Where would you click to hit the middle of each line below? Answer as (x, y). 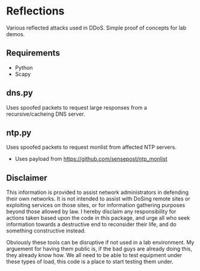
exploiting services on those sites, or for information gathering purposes (96, 205)
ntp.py (19, 133)
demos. (16, 34)
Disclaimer (27, 178)
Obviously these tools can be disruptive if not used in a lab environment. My (100, 243)
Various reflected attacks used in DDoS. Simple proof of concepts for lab (96, 28)
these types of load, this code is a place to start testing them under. (90, 262)
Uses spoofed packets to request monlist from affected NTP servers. (92, 147)
